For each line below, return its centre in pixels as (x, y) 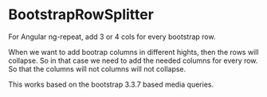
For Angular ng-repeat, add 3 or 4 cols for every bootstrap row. (112, 37)
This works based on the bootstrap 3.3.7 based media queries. (111, 84)
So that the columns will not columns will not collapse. (97, 68)
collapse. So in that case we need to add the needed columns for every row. (133, 60)
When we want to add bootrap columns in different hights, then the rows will (133, 52)
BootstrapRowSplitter (81, 15)
